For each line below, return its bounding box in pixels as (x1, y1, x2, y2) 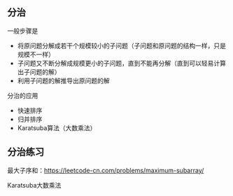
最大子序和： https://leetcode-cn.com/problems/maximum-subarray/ (7, 166, 204, 174)
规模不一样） (17, 50, 55, 58)
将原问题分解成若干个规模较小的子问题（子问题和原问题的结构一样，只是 (17, 41, 226, 50)
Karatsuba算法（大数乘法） (17, 123, 97, 132)
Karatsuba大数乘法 (7, 181, 62, 189)
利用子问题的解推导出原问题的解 (17, 76, 110, 85)
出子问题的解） (17, 67, 61, 76)
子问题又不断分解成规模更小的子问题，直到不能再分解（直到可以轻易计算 (17, 59, 226, 67)
